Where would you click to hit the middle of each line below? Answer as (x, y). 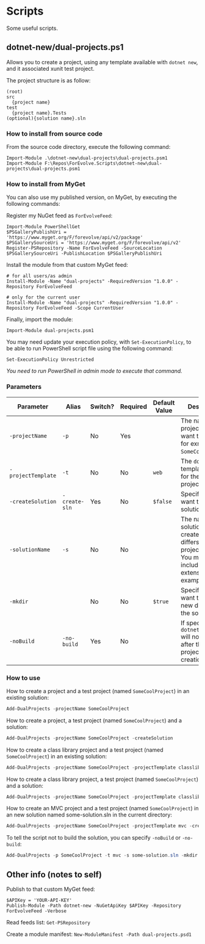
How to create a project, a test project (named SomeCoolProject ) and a (94, 720)
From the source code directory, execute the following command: (88, 147)
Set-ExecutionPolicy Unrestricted (50, 360)
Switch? (103, 406)
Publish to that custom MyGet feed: (51, 889)
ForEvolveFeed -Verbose (37, 911)
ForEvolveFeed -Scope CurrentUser (80, 308)
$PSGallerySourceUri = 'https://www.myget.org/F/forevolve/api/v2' (94, 243)
